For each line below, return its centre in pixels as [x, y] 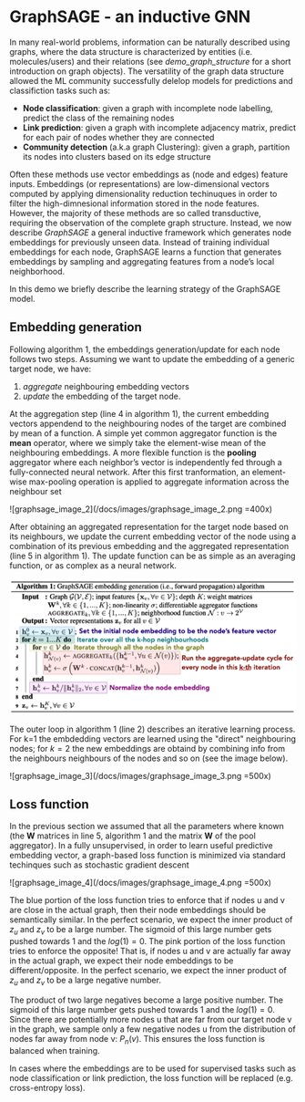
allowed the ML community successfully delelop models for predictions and [151, 80]
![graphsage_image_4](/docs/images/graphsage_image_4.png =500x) [140, 883]
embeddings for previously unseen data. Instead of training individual [140, 242]
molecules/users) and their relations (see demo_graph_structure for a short [150, 61]
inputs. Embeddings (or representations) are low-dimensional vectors [140, 183]
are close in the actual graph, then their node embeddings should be [138, 910]
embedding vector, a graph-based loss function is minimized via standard [147, 856]
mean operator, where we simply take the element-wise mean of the [138, 442]
